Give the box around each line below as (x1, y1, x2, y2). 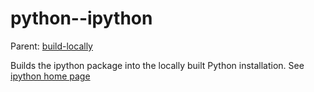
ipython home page (10, 70, 91, 82)
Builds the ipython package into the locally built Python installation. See (10, 59, 305, 71)
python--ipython (10, 7, 153, 30)
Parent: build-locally (10, 40, 93, 52)
